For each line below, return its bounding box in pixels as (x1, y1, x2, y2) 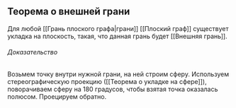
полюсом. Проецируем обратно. (7, 92, 107, 101)
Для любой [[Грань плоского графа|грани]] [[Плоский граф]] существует (7, 24, 229, 32)
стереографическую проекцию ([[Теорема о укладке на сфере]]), (7, 78, 207, 86)
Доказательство (7, 48, 58, 56)
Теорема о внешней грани (7, 6, 130, 18)
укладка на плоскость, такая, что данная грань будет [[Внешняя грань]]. (7, 32, 228, 40)
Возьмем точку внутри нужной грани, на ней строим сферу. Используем (7, 70, 229, 78)
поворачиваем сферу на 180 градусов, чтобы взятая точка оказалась (7, 85, 218, 94)
